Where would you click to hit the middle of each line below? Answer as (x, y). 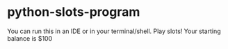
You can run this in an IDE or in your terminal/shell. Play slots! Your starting (114, 31)
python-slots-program (74, 12)
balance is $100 (30, 38)
